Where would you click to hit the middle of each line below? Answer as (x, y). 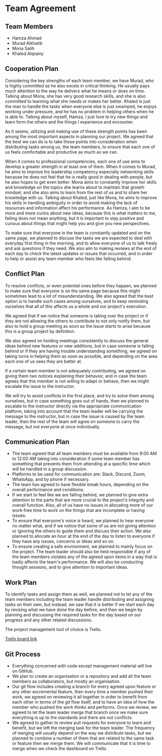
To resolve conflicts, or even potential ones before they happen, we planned (81, 285)
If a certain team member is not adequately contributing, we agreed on (75, 370)
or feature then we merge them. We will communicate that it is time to (81, 743)
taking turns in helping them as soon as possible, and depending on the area (81, 356)
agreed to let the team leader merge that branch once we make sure (80, 712)
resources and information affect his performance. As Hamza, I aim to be (78, 208)
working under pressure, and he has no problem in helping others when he (79, 111)
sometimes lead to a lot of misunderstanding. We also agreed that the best (79, 296)
